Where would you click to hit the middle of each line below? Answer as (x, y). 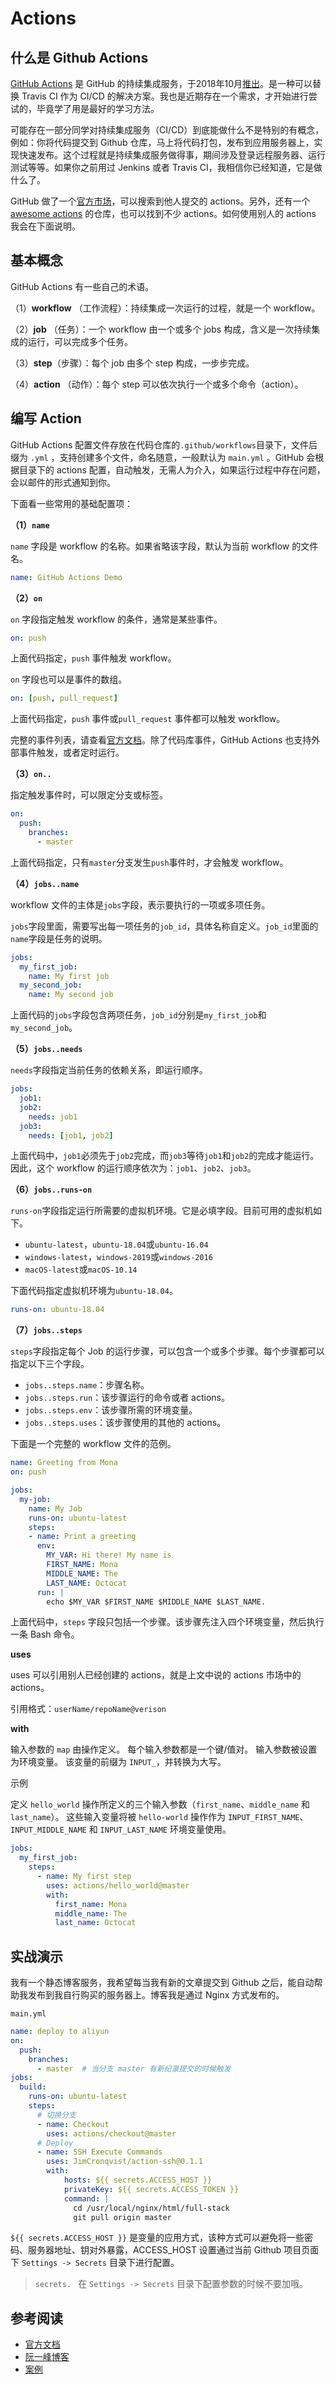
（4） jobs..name (45, 883)
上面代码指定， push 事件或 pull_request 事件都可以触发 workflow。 (148, 719)
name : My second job (71, 995)
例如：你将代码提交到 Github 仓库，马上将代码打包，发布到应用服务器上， (162, 142)
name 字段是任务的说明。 (59, 938)
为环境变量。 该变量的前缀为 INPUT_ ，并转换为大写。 (118, 1762)
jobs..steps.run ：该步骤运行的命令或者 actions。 (127, 1398)
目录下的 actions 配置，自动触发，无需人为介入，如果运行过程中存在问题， (172, 469)
